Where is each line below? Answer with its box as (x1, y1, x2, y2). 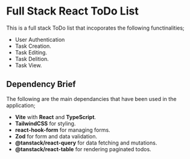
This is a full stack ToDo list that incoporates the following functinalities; (6, 24, 185, 31)
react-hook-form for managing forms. (14, 126, 110, 134)
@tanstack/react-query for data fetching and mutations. (14, 139, 157, 146)
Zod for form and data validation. (14, 132, 98, 140)
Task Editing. (14, 48, 47, 56)
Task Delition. (14, 55, 49, 62)
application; (6, 102, 36, 109)
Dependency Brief (6, 79, 77, 89)
